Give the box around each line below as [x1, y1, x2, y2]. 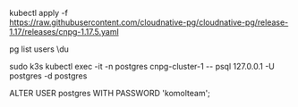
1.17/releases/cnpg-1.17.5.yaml [9, 27, 119, 37]
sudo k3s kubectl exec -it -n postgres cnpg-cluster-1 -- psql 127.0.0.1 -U [9, 62, 276, 71]
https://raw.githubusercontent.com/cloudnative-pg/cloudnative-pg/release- [9, 17, 289, 28]
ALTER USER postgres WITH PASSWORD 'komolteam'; [9, 88, 210, 98]
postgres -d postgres [9, 70, 88, 81]
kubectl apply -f [9, 8, 69, 18]
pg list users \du [9, 44, 70, 54]
